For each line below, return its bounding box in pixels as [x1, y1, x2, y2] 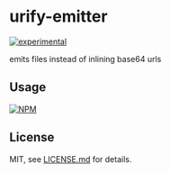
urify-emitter [9, 6, 108, 27]
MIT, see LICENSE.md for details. [9, 153, 132, 164]
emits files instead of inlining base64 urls [9, 53, 162, 64]
